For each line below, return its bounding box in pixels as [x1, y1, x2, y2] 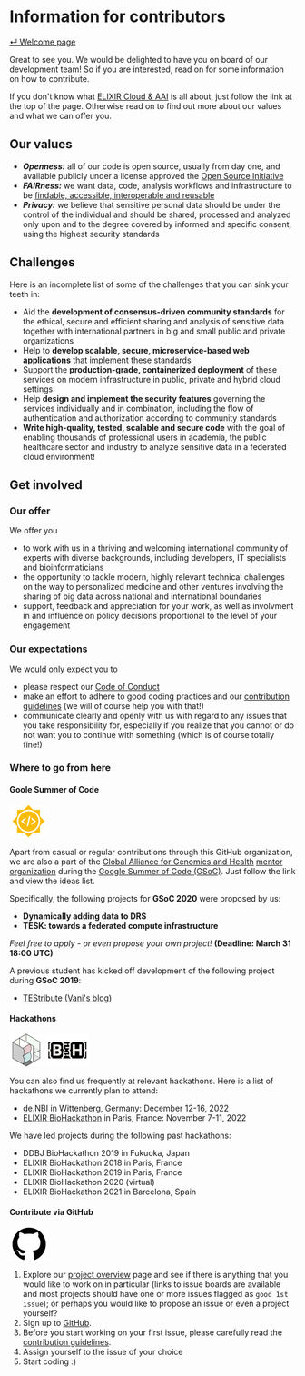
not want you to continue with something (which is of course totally [22, 729, 275, 740]
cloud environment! [22, 451, 95, 462]
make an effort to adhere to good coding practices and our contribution [22, 691, 290, 702]
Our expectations [9, 643, 88, 655]
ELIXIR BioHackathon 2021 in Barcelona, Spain [22, 1186, 197, 1197]
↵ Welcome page [9, 36, 76, 47]
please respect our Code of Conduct [22, 681, 161, 692]
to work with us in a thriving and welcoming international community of [22, 543, 289, 553]
